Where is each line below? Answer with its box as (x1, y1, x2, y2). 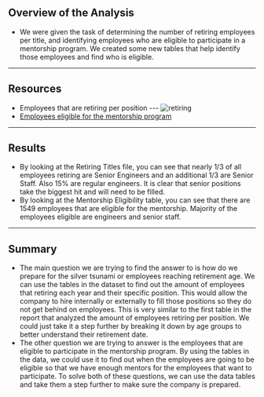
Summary (8, 242, 57, 256)
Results (8, 141, 46, 155)
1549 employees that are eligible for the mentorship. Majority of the (19, 204, 238, 213)
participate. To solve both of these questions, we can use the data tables (19, 372, 255, 381)
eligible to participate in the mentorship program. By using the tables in (19, 347, 250, 356)
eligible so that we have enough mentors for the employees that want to (19, 363, 252, 373)
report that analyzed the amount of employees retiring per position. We (19, 313, 250, 322)
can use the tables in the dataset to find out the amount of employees (19, 280, 245, 290)
